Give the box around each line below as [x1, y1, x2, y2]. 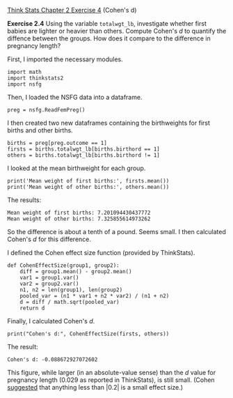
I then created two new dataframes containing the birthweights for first [7, 118, 211, 127]
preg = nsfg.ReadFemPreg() [7, 107, 86, 114]
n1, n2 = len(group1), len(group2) [19, 286, 123, 293]
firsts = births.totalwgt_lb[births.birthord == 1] [7, 146, 160, 153]
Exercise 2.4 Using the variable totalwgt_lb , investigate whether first [7, 20, 207, 27]
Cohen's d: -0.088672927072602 [7, 356, 98, 363]
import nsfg [7, 81, 42, 88]
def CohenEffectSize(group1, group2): [7, 262, 120, 269]
